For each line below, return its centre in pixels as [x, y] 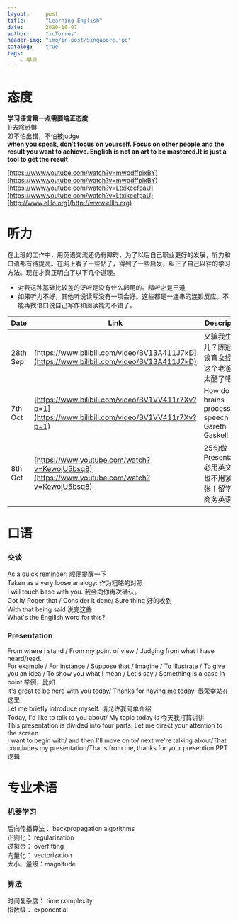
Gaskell [216, 435]
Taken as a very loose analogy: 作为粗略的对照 [75, 583]
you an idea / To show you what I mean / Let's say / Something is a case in [116, 674]
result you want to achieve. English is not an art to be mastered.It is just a [117, 151]
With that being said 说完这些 [50, 609]
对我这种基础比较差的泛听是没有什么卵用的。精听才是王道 [101, 287]
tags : [15, 54]
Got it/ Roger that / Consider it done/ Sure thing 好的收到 [90, 601]
